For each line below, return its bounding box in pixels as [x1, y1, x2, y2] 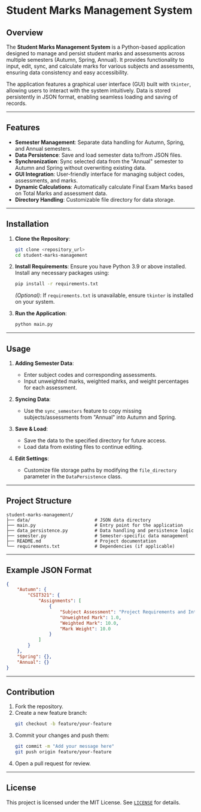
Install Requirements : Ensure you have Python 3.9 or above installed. [14, 263, 187, 270]
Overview [6, 28, 44, 38]
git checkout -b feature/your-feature [14, 721, 112, 727]
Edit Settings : [14, 454, 50, 462]
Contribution [6, 687, 55, 697]
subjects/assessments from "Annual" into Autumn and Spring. [23, 414, 176, 421]
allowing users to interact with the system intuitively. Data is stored [6, 87, 171, 94]
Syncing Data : [14, 395, 51, 403]
